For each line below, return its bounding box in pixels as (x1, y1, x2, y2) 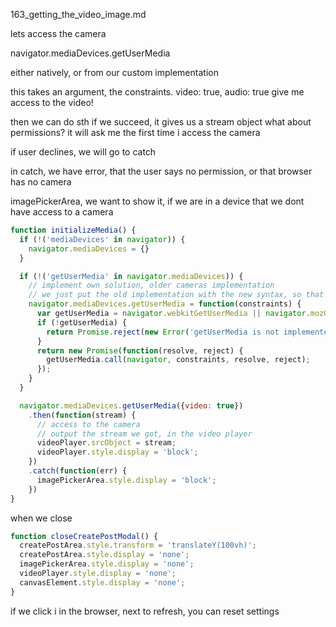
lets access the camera (10, 28, 107, 39)
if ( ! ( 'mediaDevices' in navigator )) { (19, 234, 186, 244)
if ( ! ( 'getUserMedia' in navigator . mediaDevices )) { (19, 271, 244, 281)
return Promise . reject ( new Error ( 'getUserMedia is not (46, 327, 280, 337)
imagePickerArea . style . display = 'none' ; (19, 559, 195, 569)
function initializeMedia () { (10, 225, 137, 235)
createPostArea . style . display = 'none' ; (19, 550, 190, 560)
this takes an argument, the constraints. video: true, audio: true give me (10, 86, 305, 98)
